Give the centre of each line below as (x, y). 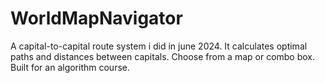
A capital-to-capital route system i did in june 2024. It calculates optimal (159, 46)
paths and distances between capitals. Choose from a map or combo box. (163, 56)
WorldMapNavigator (96, 18)
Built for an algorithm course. (70, 67)
